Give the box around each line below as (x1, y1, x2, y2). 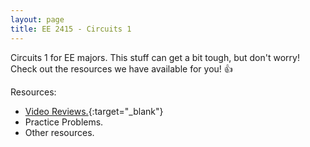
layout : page (10, 14, 65, 25)
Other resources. (24, 126, 95, 138)
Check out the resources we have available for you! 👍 (10, 62, 233, 75)
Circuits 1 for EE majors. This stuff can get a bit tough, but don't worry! (10, 51, 300, 63)
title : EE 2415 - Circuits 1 (10, 24, 132, 34)
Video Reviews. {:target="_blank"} (24, 105, 164, 117)
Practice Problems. (24, 116, 104, 128)
